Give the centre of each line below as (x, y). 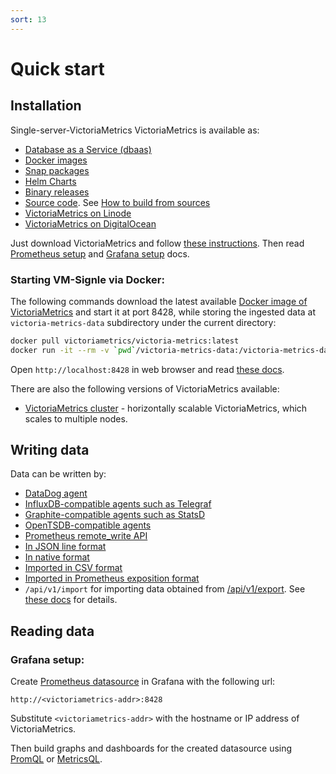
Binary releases (57, 192)
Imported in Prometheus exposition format (112, 578)
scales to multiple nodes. (76, 418)
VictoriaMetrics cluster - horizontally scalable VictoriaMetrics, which (166, 408)
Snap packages (57, 170)
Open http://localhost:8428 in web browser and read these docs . (147, 369)
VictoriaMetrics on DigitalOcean (90, 223)
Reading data (52, 631)
